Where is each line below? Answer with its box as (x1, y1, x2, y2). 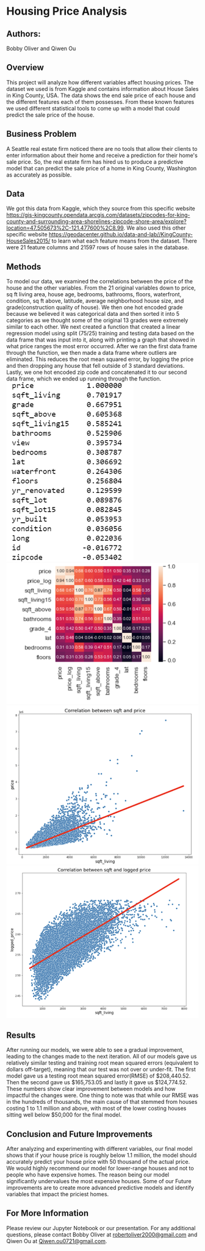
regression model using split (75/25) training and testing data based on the (6, 330, 194, 337)
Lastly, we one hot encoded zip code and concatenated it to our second (6, 368, 187, 376)
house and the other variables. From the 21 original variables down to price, (6, 284, 196, 291)
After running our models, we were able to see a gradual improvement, (6, 1046, 184, 1054)
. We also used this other (123, 224, 186, 232)
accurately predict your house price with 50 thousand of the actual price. (6, 1158, 190, 1165)
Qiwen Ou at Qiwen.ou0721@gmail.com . (6, 1237, 107, 1244)
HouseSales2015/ (6, 237, 51, 245)
